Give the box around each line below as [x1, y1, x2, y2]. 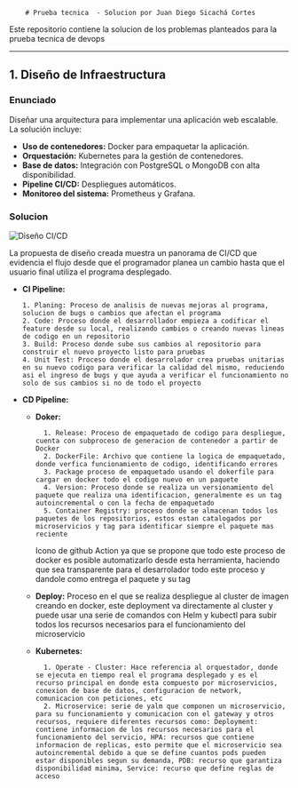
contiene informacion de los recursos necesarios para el [35, 725, 255, 734]
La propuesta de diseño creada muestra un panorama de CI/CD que [9, 247, 257, 258]
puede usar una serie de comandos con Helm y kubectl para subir [35, 609, 278, 620]
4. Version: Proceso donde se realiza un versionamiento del [43, 482, 275, 492]
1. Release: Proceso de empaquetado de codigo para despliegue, [43, 428, 286, 437]
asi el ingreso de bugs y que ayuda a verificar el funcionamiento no [21, 370, 289, 379]
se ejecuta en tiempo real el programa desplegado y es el [35, 671, 259, 680]
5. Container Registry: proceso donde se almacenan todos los [43, 506, 278, 515]
